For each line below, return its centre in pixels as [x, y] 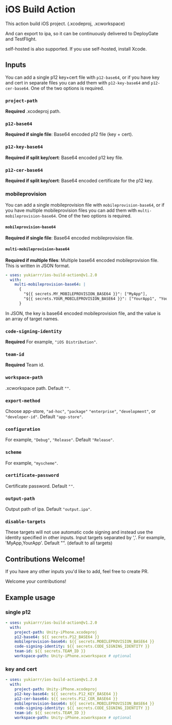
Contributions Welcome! [45, 559]
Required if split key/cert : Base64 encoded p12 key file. [64, 158]
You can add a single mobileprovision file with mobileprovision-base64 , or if [85, 205]
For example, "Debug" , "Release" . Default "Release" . [60, 440]
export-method [23, 401]
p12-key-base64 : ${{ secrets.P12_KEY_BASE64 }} [66, 694]
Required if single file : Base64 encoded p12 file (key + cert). [69, 135]
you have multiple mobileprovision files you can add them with [71, 210]
